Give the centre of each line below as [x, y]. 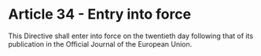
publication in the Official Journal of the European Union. [100, 44]
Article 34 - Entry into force [99, 14]
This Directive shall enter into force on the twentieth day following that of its [131, 36]
